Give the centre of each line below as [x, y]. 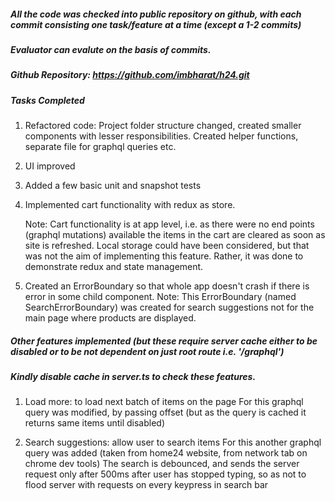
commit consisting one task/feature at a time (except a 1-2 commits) [156, 24]
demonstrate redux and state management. [114, 267]
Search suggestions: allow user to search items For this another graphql [173, 442]
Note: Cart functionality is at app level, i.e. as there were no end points [169, 224]
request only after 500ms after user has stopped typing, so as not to [165, 474]
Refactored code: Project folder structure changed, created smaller [163, 126]
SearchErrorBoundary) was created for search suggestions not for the [169, 307]
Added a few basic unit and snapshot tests [113, 186]
